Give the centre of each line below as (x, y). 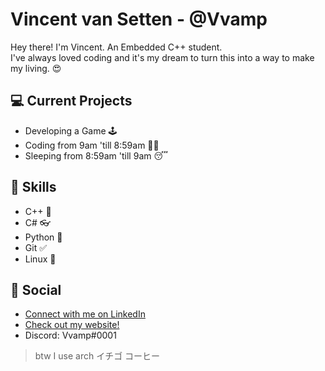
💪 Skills (33, 187)
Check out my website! (72, 325)
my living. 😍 (36, 68)
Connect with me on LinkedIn (85, 314)
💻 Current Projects (71, 101)
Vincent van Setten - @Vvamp (139, 19)
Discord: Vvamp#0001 (70, 335)
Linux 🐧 (40, 259)
